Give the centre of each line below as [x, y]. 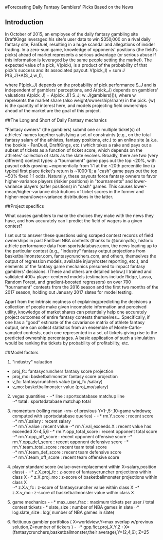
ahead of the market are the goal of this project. [53, 110]
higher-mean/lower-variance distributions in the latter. [59, 197]
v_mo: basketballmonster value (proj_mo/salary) [60, 387]
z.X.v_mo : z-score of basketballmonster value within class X [73, 492]
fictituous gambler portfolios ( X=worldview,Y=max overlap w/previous [82, 522]
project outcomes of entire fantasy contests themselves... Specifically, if [77, 317]
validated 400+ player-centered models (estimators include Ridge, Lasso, [79, 276]
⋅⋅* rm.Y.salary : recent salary [41, 421]
